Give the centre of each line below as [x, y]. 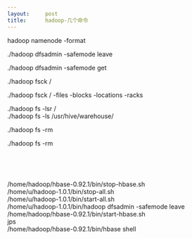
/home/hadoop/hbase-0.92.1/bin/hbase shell [72, 228]
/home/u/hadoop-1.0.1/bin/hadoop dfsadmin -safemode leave [96, 206]
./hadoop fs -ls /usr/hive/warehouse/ [60, 116]
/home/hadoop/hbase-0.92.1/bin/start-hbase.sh [76, 214]
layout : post [33, 14]
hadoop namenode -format [46, 40]
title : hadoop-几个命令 [48, 20]
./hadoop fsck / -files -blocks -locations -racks [75, 95]
